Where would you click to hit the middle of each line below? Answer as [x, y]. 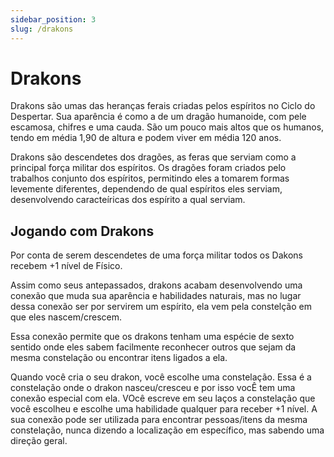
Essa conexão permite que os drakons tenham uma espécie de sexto [152, 337]
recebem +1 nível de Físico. [66, 266]
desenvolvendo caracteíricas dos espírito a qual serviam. [128, 200]
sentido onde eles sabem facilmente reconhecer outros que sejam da [153, 347]
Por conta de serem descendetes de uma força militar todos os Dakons [156, 255]
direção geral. [39, 441]
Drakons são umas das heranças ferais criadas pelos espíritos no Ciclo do [163, 106]
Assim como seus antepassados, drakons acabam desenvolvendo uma [156, 285]
